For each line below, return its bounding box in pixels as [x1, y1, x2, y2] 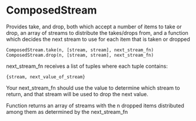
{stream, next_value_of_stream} [6, 74, 85, 80]
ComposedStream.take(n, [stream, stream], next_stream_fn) [6, 47, 154, 53]
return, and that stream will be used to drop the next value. [6, 90, 148, 97]
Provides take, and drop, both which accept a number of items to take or [6, 23, 182, 30]
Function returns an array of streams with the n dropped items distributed [6, 102, 184, 109]
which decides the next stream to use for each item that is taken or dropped [6, 35, 190, 42]
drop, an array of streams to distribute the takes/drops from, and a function [6, 29, 188, 36]
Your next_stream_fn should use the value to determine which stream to [6, 84, 181, 91]
